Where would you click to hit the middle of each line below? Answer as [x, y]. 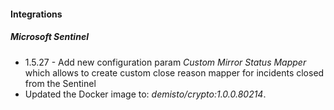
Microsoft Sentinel [49, 37]
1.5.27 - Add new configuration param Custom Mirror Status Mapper [165, 62]
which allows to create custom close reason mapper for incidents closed [174, 72]
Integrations [36, 14]
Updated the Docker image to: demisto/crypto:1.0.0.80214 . [145, 94]
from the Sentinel [60, 83]
